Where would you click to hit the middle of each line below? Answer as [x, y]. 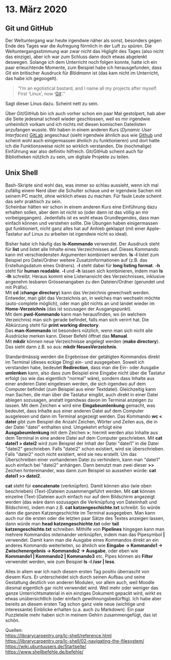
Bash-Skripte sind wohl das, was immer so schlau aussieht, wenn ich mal [82, 185]
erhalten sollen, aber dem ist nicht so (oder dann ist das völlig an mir [77, 212]
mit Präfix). [17, 287]
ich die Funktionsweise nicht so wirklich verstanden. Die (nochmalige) [78, 146]
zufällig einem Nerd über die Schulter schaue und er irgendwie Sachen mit [83, 190]
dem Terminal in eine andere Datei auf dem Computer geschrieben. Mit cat [84, 438]
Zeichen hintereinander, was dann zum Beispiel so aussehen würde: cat [81, 470]
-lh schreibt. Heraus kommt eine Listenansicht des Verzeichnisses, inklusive [85, 276]
